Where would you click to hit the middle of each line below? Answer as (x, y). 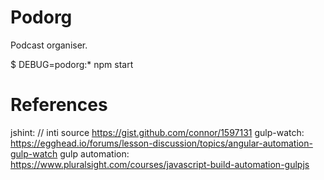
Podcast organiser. (49, 45)
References (59, 105)
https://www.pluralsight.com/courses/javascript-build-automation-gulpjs (160, 164)
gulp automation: (94, 153)
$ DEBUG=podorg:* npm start (72, 64)
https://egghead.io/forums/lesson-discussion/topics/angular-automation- (161, 143)
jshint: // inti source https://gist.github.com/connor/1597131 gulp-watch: (157, 132)
